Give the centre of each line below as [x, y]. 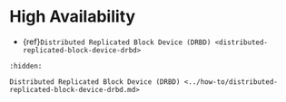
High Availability [73, 17]
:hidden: [26, 66]
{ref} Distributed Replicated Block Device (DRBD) [117, 42]
